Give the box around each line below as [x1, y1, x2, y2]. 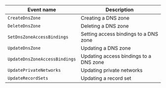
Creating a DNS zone [81, 15, 129, 21]
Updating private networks [81, 67, 143, 73]
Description [105, 6, 134, 13]
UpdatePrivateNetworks [7, 67, 61, 73]
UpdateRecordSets [7, 76, 48, 81]
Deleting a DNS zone [81, 23, 129, 29]
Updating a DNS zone [81, 45, 131, 51]
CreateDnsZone [7, 15, 41, 21]
